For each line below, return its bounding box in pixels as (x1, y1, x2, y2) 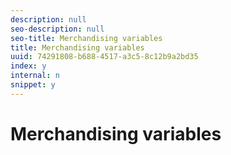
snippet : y (10, 80, 56, 90)
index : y (10, 61, 47, 71)
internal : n (10, 71, 60, 81)
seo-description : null (10, 24, 105, 34)
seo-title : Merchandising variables (10, 33, 163, 43)
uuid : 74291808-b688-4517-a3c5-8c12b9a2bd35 (10, 52, 199, 62)
